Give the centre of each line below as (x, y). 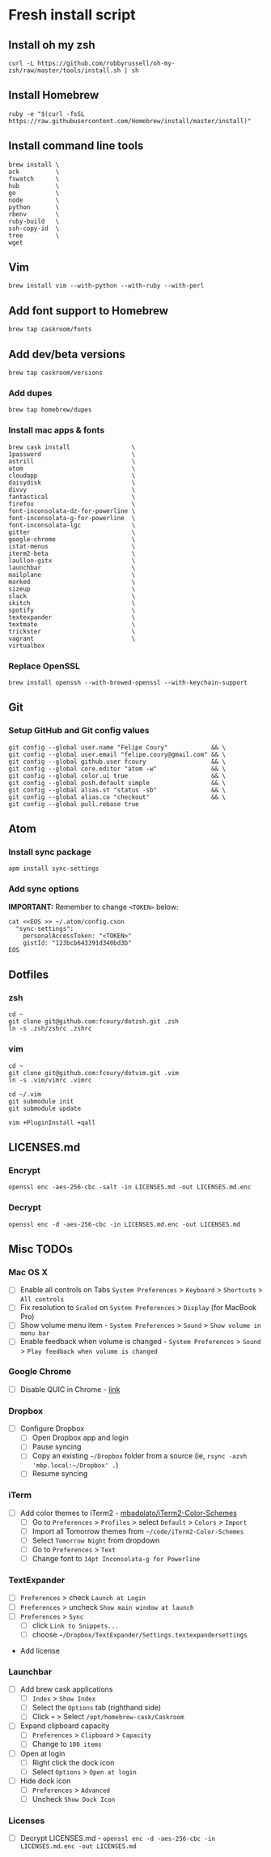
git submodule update (45, 1108)
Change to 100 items (67, 1744)
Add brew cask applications (66, 1689)
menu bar (35, 1334)
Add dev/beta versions (67, 354)
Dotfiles (29, 975)
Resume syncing (60, 1474)
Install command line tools (76, 146)
